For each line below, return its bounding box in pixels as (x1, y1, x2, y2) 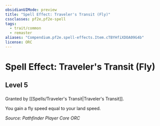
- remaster (9, 30, 32, 35)
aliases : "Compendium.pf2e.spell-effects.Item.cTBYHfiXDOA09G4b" (5, 35, 144, 40)
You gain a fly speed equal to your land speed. (5, 106, 101, 112)
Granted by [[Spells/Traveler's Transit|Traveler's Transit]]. (5, 96, 124, 102)
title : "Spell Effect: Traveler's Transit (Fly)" (5, 12, 111, 17)
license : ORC (5, 40, 32, 45)
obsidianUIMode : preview (5, 7, 57, 12)
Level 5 (5, 81, 28, 90)
